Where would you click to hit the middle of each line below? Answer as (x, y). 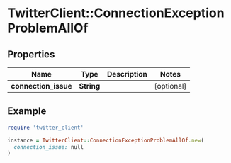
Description (127, 74)
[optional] (170, 86)
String (90, 86)
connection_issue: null (49, 147)
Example (27, 111)
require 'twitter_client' (45, 128)
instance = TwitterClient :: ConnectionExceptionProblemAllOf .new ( (106, 140)
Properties (31, 54)
